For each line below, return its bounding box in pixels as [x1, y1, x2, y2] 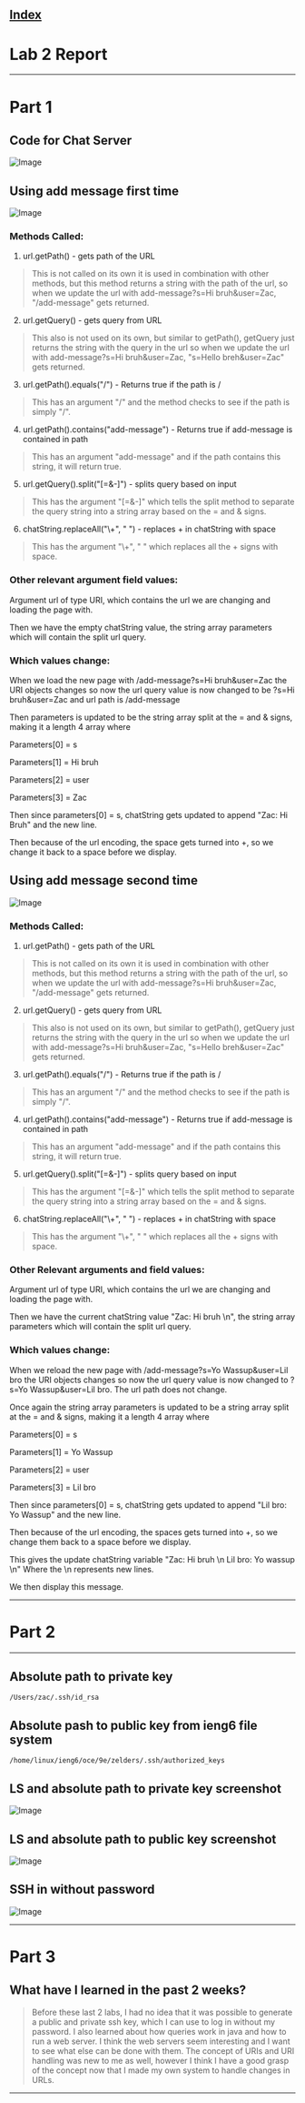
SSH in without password [9, 1882, 155, 1897]
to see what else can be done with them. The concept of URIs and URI [31, 2045, 295, 2056]
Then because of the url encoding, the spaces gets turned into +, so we [9, 1526, 279, 1537]
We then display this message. [9, 1581, 124, 1592]
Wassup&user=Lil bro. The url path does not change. [30, 1383, 228, 1395]
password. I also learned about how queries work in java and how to [31, 2026, 287, 2037]
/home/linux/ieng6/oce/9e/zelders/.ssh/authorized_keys [9, 1756, 225, 1765]
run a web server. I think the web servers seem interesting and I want [31, 2036, 290, 2047]
